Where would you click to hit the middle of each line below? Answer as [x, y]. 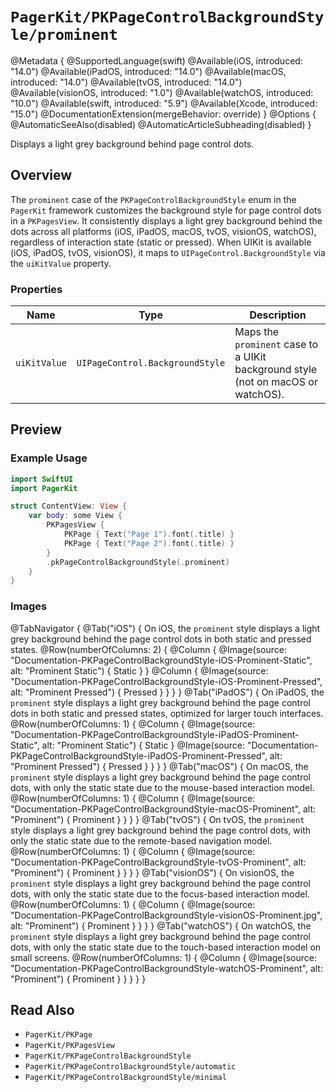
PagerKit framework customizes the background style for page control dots [166, 210]
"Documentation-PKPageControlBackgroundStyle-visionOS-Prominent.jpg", [166, 915]
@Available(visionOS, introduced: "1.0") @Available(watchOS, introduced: [162, 92]
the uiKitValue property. [61, 263]
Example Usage [49, 458]
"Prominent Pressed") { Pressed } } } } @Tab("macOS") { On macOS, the [159, 766]
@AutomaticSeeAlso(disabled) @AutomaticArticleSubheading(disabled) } [161, 124]
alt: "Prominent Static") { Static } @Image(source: [143, 745]
